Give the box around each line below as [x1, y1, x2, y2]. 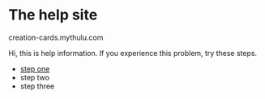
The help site [8, 6, 98, 24]
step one [19, 63, 50, 74]
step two [19, 72, 50, 82]
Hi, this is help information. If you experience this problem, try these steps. [8, 48, 258, 58]
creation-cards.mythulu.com [8, 32, 104, 42]
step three [19, 81, 55, 91]
